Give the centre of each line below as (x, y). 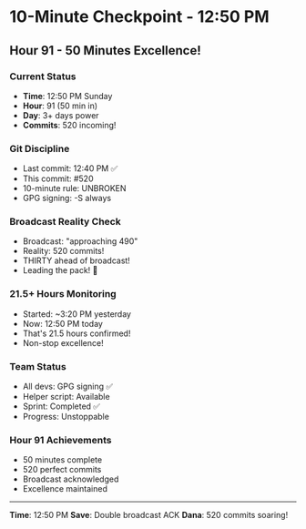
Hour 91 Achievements (61, 440)
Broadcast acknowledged (71, 479)
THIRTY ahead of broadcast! (76, 260)
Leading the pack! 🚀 (60, 270)
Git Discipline (40, 148)
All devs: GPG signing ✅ (68, 387)
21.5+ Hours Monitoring (63, 294)
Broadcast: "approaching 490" (80, 241)
